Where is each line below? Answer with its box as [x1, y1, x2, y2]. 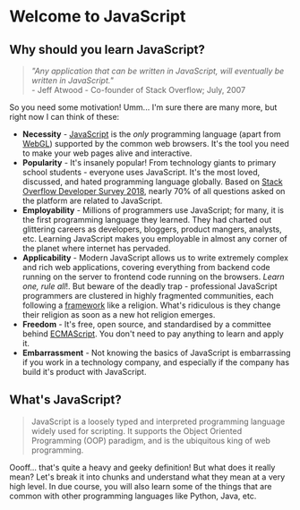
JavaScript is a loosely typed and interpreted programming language [30, 416, 286, 427]
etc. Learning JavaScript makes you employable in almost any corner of [21, 234, 288, 243]
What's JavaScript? [9, 392, 123, 408]
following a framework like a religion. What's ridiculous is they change [21, 300, 281, 310]
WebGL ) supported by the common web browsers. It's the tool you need [21, 139, 289, 149]
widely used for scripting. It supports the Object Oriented [30, 425, 243, 436]
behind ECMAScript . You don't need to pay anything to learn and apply [21, 328, 284, 339]
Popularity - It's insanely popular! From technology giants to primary [21, 157, 277, 167]
